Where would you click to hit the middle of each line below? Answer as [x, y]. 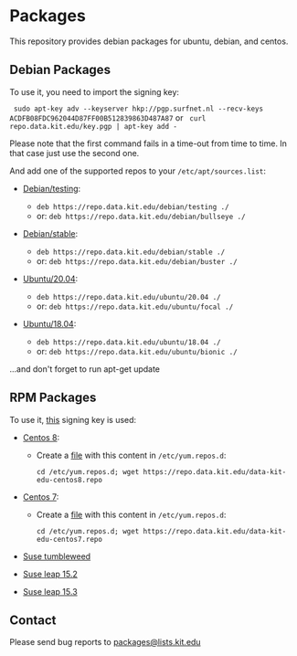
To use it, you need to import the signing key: [95, 91]
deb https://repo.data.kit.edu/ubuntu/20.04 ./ [128, 297]
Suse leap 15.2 [50, 574]
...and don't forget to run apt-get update [85, 369]
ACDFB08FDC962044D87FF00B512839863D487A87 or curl [108, 117]
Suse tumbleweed [57, 556]
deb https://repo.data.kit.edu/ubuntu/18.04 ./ [128, 342]
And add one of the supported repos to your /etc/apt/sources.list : [138, 171]
